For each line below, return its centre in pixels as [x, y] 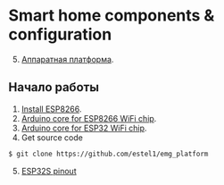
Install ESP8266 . [51, 109]
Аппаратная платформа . [67, 59]
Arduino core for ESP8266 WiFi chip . [89, 118]
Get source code [52, 137]
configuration [60, 34]
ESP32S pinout [49, 171]
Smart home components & [112, 16]
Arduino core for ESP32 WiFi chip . [84, 128]
